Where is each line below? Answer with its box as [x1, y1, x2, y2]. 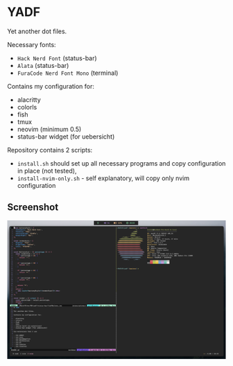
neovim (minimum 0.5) [17, 125, 82, 133]
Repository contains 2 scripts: [7, 146, 93, 154]
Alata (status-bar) [17, 61, 69, 69]
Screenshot [7, 202, 59, 214]
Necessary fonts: [7, 40, 57, 49]
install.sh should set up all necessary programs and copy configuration [17, 159, 226, 167]
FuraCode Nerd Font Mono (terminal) [17, 69, 119, 77]
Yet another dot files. [7, 27, 67, 35]
